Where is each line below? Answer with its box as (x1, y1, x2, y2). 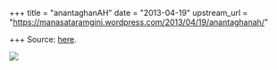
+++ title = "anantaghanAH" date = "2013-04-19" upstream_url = (9, 8, 248, 18)
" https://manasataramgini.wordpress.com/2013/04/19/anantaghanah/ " (9, 17, 269, 27)
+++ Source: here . (9, 35, 78, 44)
